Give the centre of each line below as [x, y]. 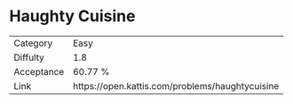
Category [33, 43]
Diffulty [29, 57]
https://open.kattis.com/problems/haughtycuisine [176, 85]
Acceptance [39, 71]
